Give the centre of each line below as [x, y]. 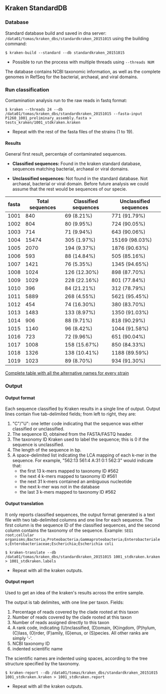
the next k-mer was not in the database [60, 487]
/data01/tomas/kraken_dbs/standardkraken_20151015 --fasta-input [74, 114]
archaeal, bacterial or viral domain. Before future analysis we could [81, 184]
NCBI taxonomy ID [31, 643]
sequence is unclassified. [38, 445]
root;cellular [20, 535]
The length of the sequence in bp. [47, 450]
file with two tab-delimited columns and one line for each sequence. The [79, 520]
